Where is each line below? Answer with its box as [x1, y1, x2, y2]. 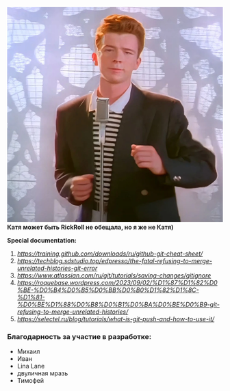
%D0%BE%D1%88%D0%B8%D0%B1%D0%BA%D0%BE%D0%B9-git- [16, 301, 220, 308]
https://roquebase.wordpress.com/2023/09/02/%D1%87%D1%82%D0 [16, 279, 218, 286]
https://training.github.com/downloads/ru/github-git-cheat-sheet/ [16, 250, 203, 258]
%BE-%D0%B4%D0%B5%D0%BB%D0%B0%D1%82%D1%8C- [16, 286, 200, 294]
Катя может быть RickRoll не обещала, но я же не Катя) [7, 223, 174, 231]
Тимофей [16, 377, 44, 385]
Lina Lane [16, 362, 45, 370]
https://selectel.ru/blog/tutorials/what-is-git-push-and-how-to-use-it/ [16, 315, 215, 323]
